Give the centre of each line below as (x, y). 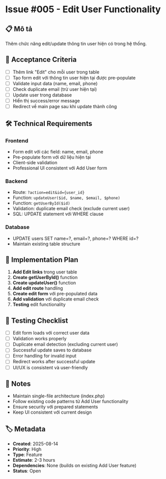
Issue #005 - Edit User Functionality (83, 9)
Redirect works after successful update (54, 362)
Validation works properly (40, 339)
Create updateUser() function (44, 283)
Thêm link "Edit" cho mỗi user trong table (56, 72)
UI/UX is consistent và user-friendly (50, 367)
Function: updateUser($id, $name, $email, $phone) (66, 198)
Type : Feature (27, 455)
